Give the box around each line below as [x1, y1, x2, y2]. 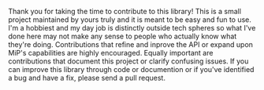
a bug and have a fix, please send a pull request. [8, 74, 165, 82]
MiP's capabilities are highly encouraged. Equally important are [8, 49, 214, 57]
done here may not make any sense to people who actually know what [8, 31, 237, 41]
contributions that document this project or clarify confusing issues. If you [8, 56, 249, 66]
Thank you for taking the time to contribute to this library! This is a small [8, 7, 242, 16]
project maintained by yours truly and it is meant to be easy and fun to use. [8, 15, 252, 24]
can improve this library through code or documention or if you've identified [8, 65, 255, 74]
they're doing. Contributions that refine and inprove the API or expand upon [8, 40, 254, 49]
